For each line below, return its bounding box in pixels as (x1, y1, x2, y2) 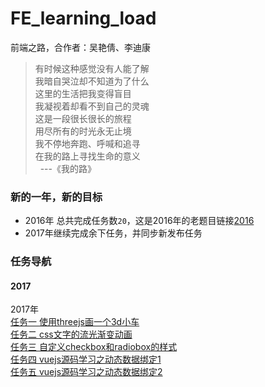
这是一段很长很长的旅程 (34, 112, 132, 124)
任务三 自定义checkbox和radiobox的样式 (10, 341, 178, 353)
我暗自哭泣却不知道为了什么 (34, 75, 150, 87)
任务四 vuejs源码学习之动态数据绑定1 (10, 353, 162, 366)
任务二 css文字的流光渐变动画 (10, 328, 133, 341)
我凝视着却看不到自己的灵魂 (34, 100, 150, 112)
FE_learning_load (10, 7, 157, 30)
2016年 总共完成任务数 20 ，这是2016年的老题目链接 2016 (24, 215, 255, 227)
